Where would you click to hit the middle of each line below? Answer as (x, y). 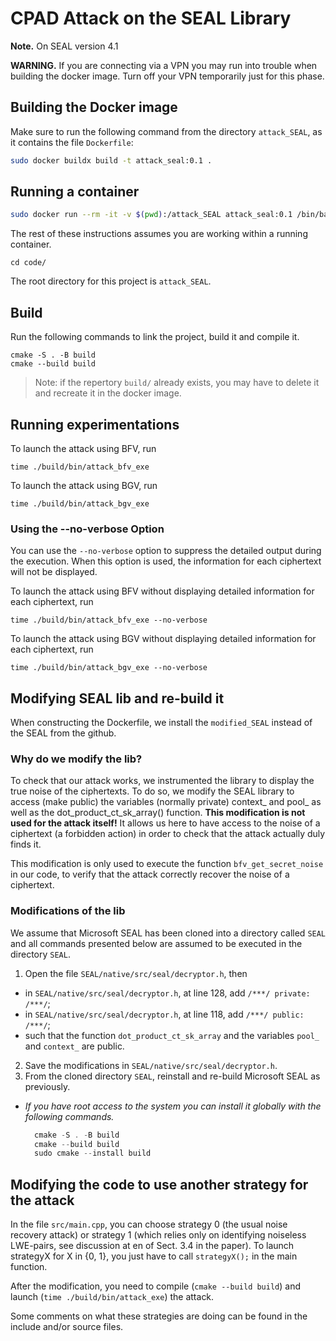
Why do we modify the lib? (76, 759)
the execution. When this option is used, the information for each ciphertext (166, 561)
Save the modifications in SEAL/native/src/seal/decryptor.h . (151, 1065)
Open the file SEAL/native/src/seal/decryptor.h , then (136, 973)
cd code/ (28, 263)
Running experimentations (95, 424)
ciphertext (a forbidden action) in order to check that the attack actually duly (168, 834)
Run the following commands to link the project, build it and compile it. (155, 337)
